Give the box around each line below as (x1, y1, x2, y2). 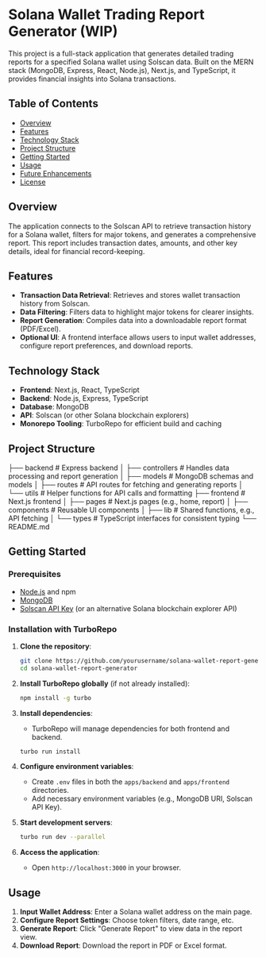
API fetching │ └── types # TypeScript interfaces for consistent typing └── (8, 514, 256, 523)
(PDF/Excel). (19, 324, 61, 334)
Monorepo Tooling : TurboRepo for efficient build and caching (19, 419, 222, 429)
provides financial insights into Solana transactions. (8, 74, 177, 83)
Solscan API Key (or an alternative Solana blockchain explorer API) (19, 603, 237, 613)
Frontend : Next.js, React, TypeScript (19, 385, 141, 394)
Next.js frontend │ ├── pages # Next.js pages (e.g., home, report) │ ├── (8, 497, 249, 506)
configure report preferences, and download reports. (19, 341, 193, 351)
